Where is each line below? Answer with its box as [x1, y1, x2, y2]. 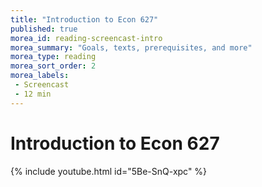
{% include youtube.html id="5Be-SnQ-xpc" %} [10, 165, 208, 177]
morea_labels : [10, 71, 70, 81]
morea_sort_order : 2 [10, 61, 97, 71]
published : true [10, 24, 78, 34]
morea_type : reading [10, 52, 97, 62]
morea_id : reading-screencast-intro [10, 33, 163, 43]
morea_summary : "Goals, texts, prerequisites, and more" [10, 42, 253, 53]
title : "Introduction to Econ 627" [10, 14, 159, 25]
